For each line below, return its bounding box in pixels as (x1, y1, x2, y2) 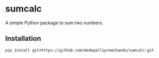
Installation (5, 34, 41, 43)
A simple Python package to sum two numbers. (5, 20, 104, 26)
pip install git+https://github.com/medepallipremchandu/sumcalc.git (5, 47, 154, 53)
